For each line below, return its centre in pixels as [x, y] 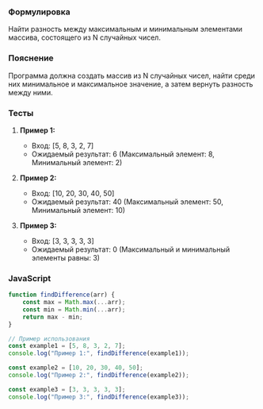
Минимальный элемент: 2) [77, 162]
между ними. [30, 92]
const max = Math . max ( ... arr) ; [74, 303]
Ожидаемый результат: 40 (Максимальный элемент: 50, [127, 202]
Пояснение [31, 58]
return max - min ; [53, 317]
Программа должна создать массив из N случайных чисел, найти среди [132, 75]
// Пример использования [49, 339]
